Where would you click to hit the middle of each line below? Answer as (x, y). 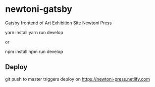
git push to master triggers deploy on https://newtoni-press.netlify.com (77, 79)
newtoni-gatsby (39, 9)
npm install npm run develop (34, 51)
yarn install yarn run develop (34, 32)
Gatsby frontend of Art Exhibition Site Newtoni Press (59, 23)
